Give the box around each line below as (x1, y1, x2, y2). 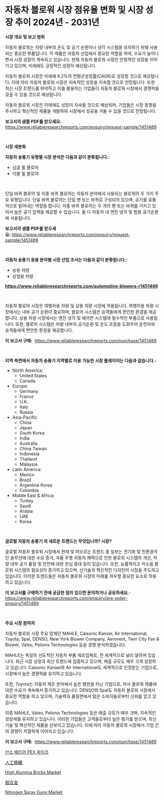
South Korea (19, 430, 45, 436)
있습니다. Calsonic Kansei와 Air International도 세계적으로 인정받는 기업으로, (10, 664, 158, 670)
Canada (19, 378, 36, 384)
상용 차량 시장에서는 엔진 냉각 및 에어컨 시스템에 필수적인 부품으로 (19, 315, 145, 321)
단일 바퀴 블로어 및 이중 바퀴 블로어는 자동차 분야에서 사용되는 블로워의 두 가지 (5, 190, 154, 196)
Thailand (19, 456, 38, 462)
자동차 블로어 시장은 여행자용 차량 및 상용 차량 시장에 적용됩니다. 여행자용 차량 (5, 303, 154, 309)
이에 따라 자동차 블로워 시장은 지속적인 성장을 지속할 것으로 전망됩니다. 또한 (11, 79, 155, 85)
